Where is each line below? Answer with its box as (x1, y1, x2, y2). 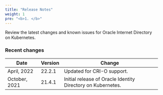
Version (41, 59, 60, 66)
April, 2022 (7, 68, 33, 75)
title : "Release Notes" (5, 7, 53, 12)
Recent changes (5, 47, 45, 54)
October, (7, 76, 28, 82)
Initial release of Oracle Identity (64, 76, 135, 82)
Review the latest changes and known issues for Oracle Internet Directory (5, 30, 152, 36)
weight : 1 (5, 12, 25, 17)
